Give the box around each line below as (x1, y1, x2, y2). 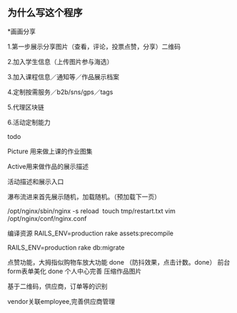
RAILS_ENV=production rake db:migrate (7, 243, 125, 252)
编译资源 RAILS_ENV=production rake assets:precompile (7, 229, 173, 237)
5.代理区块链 (7, 103, 44, 111)
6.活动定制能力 (7, 118, 51, 126)
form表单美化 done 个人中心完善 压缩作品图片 (7, 267, 142, 275)
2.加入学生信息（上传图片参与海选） (7, 57, 114, 66)
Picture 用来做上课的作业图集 (7, 147, 93, 155)
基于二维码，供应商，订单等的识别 (7, 282, 108, 290)
